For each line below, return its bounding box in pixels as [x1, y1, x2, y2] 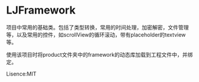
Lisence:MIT [6, 70, 37, 77]
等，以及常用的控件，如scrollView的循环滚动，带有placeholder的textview [6, 31, 186, 38]
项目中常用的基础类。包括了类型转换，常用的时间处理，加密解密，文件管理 [6, 24, 189, 31]
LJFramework [6, 4, 76, 17]
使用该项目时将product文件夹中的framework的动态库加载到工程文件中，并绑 [6, 51, 193, 58]
